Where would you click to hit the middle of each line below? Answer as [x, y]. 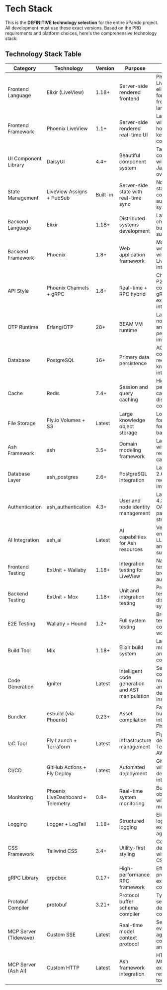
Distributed [132, 218]
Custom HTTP [63, 968]
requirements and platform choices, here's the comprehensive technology [81, 33]
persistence [133, 363]
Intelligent [131, 671]
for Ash [128, 543]
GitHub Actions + [67, 767]
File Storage [22, 423]
